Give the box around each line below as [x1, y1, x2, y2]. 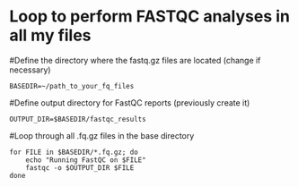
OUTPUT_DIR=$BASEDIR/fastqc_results [9, 115, 146, 123]
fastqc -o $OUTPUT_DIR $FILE [25, 163, 135, 172]
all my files [9, 25, 92, 46]
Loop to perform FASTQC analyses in [9, 6, 290, 27]
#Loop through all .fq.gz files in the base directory [9, 130, 195, 140]
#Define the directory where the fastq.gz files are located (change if [9, 55, 261, 65]
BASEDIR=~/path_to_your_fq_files [9, 81, 135, 90]
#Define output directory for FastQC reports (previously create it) [9, 97, 250, 108]
